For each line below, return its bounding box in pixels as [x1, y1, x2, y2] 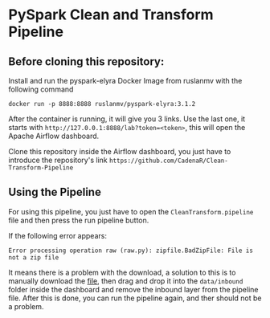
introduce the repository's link [8, 155, 108, 165]
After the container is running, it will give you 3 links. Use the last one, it [8, 114, 246, 124]
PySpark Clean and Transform [8, 6, 215, 24]
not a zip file [8, 253, 59, 262]
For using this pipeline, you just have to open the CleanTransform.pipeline [8, 206, 254, 216]
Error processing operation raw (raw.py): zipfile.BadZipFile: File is [8, 247, 253, 255]
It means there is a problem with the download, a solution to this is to [8, 267, 236, 277]
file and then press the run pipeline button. [8, 215, 149, 225]
